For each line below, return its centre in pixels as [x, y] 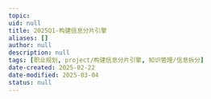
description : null [39, 53]
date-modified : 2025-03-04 [54, 75]
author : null [30, 46]
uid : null [25, 23]
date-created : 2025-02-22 [52, 68]
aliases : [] [28, 38]
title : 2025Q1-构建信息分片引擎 [58, 30]
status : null [30, 82]
